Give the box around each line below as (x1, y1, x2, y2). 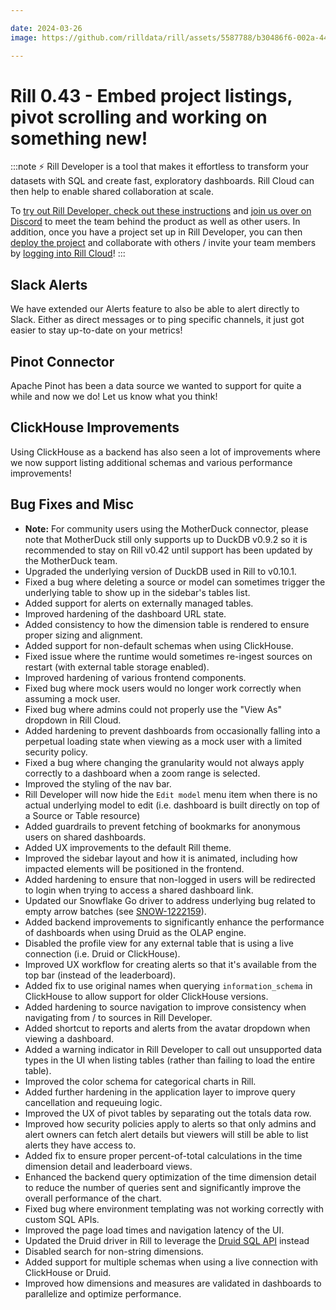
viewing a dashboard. (24, 1032, 115, 1045)
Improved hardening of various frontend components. (24, 671, 247, 683)
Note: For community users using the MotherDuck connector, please (24, 522, 309, 535)
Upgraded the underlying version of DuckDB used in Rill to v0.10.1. (24, 565, 297, 577)
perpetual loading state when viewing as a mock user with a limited (24, 735, 303, 747)
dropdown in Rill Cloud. (24, 714, 122, 726)
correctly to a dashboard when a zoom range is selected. (24, 767, 261, 779)
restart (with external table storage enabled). (24, 661, 210, 673)
